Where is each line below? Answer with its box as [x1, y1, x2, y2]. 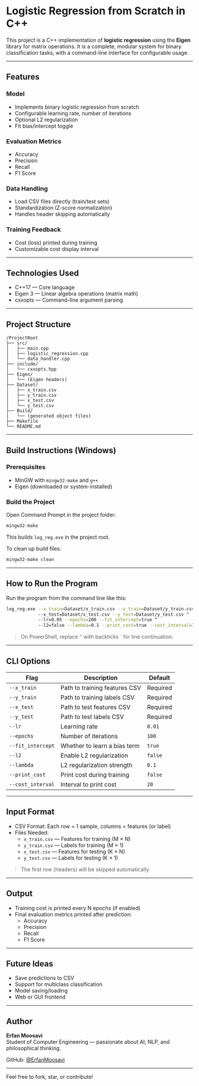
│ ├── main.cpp [6, 346, 49, 351]
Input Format [6, 807, 55, 817]
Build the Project [6, 498, 55, 506]
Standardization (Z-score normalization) [14, 204, 113, 212]
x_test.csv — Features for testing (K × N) [23, 848, 126, 855]
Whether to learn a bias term [60, 742, 140, 750]
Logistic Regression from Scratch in [6, 4, 185, 18]
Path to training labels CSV [60, 693, 135, 701]
